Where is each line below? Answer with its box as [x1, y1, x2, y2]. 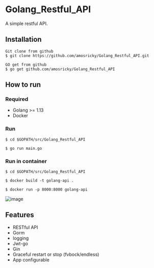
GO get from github [5, 62, 47, 67]
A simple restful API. [5, 20, 48, 26]
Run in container [5, 157, 47, 165]
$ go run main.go [5, 146, 42, 151]
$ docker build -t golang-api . [5, 178, 74, 183]
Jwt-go [12, 240, 28, 247]
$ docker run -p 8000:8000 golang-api [5, 187, 88, 192]
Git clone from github [5, 48, 54, 54]
